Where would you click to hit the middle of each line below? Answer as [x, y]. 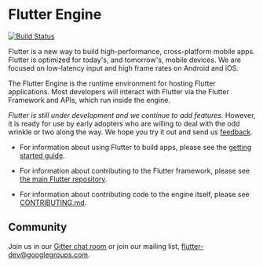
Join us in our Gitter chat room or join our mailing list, [94, 246]
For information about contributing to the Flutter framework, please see [135, 170]
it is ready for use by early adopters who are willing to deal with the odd [124, 123]
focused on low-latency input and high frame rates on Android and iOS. [124, 68]
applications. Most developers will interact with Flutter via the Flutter [119, 91]
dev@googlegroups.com [48, 254]
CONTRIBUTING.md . [53, 203]
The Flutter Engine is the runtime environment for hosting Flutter [112, 83]
